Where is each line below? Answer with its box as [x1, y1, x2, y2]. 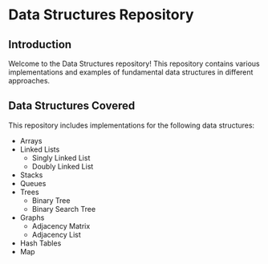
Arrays [19, 136, 43, 145]
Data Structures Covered [8, 99, 136, 113]
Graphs [19, 213, 45, 222]
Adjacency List [31, 229, 82, 239]
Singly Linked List [31, 152, 91, 162]
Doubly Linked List [31, 161, 94, 171]
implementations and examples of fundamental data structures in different [8, 67, 254, 77]
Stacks [19, 170, 43, 180]
